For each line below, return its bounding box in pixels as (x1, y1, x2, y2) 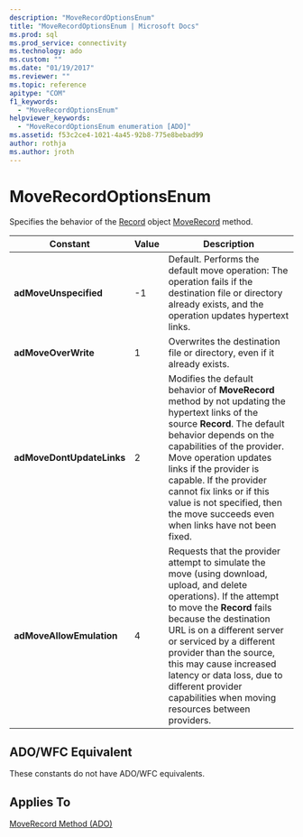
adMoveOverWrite (14, 346, 95, 359)
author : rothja (9, 139, 67, 148)
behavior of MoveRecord (168, 383, 275, 396)
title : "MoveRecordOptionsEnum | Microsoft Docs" (9, 22, 200, 31)
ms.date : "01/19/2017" (9, 64, 95, 73)
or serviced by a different (168, 635, 275, 648)
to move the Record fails (168, 601, 272, 613)
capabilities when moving (168, 691, 277, 704)
